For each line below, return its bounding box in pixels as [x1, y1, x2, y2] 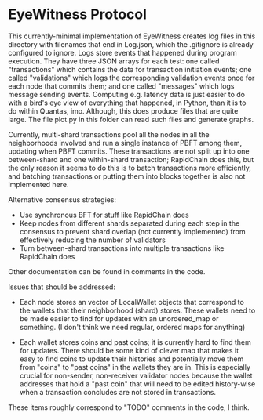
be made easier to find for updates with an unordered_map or [19, 313, 219, 323]
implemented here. [8, 179, 69, 189]
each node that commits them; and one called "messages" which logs [8, 81, 235, 91]
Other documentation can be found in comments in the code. [8, 266, 206, 276]
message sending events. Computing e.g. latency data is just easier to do [8, 89, 246, 99]
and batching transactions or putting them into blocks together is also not [8, 171, 246, 181]
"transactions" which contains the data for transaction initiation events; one [8, 64, 252, 74]
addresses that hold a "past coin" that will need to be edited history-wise [19, 378, 256, 389]
